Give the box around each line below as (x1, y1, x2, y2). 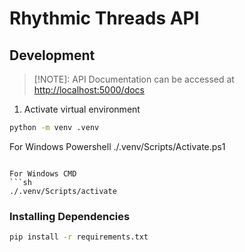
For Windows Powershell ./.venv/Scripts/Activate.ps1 (9, 140, 226, 152)
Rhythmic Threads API (9, 7, 200, 30)
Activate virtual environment (23, 103, 141, 115)
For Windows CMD (9, 168, 77, 179)
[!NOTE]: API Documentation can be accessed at (33, 73, 235, 85)
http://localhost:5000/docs (33, 84, 145, 96)
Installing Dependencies (9, 209, 131, 223)
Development (9, 47, 96, 64)
